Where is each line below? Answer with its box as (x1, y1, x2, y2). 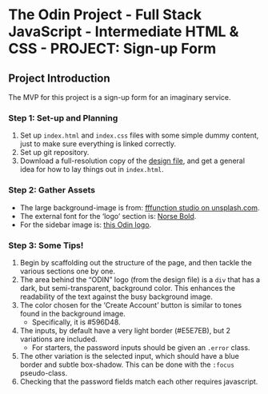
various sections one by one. (19, 266, 116, 276)
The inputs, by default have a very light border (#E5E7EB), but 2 (19, 325, 230, 335)
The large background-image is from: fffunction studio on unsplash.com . (19, 202, 260, 213)
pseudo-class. (19, 368, 68, 377)
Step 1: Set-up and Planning (8, 112, 118, 123)
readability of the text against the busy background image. (19, 292, 214, 301)
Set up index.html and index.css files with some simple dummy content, (19, 130, 259, 141)
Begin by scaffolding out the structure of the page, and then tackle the (19, 257, 252, 267)
